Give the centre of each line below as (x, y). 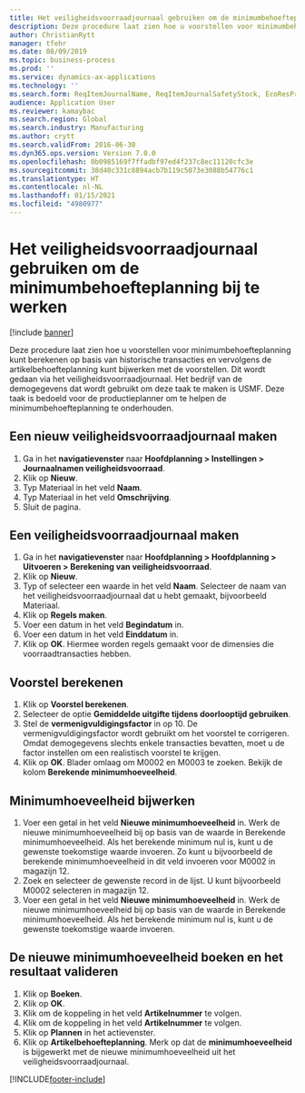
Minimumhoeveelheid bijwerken (102, 800)
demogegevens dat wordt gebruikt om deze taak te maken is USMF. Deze (147, 389)
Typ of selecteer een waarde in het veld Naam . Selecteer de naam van (154, 586)
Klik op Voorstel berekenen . (76, 704)
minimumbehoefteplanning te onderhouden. (92, 408)
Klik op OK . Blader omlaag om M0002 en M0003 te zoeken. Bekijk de (152, 763)
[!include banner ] (42, 332)
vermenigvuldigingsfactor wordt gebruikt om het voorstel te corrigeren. (156, 734)
